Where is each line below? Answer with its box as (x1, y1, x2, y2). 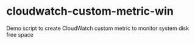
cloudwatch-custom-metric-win (6, 4, 174, 18)
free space (6, 31, 34, 38)
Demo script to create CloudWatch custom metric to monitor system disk (6, 24, 190, 32)
